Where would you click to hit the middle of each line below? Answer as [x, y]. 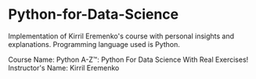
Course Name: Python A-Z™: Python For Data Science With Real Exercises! [128, 59]
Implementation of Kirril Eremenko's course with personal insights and [121, 36]
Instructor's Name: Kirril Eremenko [64, 67]
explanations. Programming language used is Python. [94, 44]
